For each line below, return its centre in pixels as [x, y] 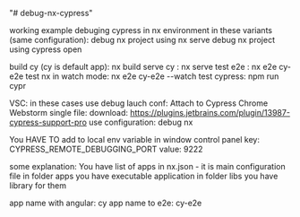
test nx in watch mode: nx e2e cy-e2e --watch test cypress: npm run [152, 76]
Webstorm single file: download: [69, 113]
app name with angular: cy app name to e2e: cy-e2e [106, 203]
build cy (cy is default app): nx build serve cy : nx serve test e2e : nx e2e [143, 67]
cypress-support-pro [48, 122]
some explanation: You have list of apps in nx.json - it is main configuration [147, 166]
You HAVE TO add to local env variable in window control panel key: [134, 139]
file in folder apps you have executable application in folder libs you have [144, 176]
